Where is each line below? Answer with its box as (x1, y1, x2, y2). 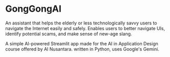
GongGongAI (5, 3, 62, 15)
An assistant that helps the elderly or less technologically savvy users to (5, 20, 157, 26)
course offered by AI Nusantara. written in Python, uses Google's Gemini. (5, 46, 160, 52)
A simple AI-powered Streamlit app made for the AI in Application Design (5, 40, 158, 46)
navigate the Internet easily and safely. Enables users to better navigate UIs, (5, 25, 165, 31)
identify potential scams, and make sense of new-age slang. (5, 31, 132, 37)
